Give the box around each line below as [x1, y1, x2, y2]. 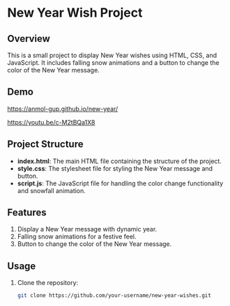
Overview [7, 33, 51, 45]
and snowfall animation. [17, 186, 86, 194]
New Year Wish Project [7, 5, 143, 21]
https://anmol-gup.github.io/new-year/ [7, 105, 118, 113]
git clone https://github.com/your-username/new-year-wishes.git [17, 292, 211, 299]
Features [7, 207, 47, 219]
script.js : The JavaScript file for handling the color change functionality [17, 179, 224, 188]
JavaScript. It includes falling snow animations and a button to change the [7, 59, 220, 67]
